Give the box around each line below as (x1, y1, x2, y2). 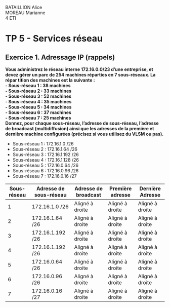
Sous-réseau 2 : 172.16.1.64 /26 (12, 146, 77, 152)
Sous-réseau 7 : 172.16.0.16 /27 (12, 173, 77, 179)
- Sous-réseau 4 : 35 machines (5, 99, 72, 104)
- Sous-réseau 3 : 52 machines (5, 93, 72, 99)
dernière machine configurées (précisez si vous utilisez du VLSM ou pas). (5, 131, 164, 137)
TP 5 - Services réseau (5, 33, 103, 45)
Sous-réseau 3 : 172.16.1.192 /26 (12, 151, 79, 158)
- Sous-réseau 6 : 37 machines (5, 109, 72, 116)
